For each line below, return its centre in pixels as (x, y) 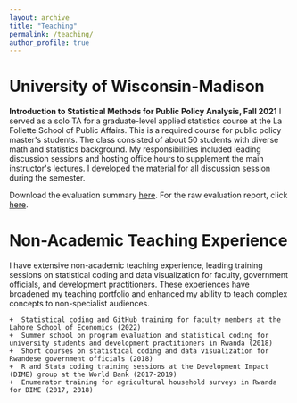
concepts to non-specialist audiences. (79, 304)
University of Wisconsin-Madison (137, 87)
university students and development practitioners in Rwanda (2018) (141, 344)
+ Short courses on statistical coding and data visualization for (139, 351)
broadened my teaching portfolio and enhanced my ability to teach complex (148, 294)
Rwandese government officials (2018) (81, 359)
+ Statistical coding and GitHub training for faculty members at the (145, 320)
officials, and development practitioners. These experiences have (129, 285)
